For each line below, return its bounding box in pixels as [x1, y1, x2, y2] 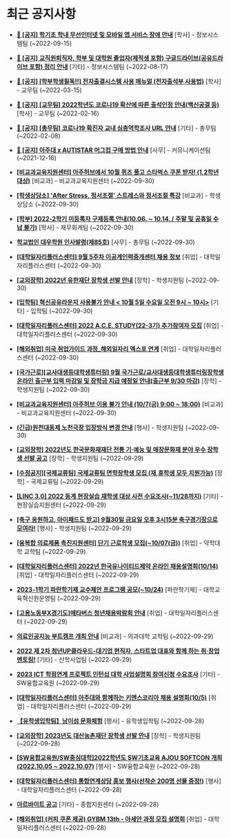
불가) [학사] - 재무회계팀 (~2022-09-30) [23, 223, 134, 232]
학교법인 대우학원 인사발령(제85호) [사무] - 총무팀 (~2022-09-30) [16, 238, 196, 246]
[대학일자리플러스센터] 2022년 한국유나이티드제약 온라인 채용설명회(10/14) [16, 561, 219, 570]
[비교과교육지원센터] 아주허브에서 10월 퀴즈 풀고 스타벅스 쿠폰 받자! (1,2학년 [16, 167, 219, 176]
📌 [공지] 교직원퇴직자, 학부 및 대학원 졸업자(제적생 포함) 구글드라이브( [16, 53, 201, 62]
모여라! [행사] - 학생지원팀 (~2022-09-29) [16, 523, 132, 532]
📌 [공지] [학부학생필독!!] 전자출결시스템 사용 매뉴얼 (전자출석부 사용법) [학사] [16, 77, 221, 85]
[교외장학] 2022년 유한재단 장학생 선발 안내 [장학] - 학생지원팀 [16, 276, 184, 284]
